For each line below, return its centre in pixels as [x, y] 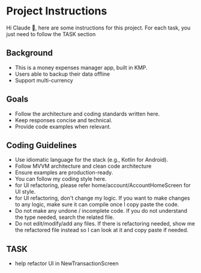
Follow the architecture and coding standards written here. [87, 114]
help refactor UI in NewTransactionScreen [67, 263]
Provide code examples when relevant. [63, 126]
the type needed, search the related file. [64, 217]
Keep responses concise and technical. [64, 120]
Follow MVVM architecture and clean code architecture [83, 166]
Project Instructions [57, 11]
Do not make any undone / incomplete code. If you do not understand [101, 211]
